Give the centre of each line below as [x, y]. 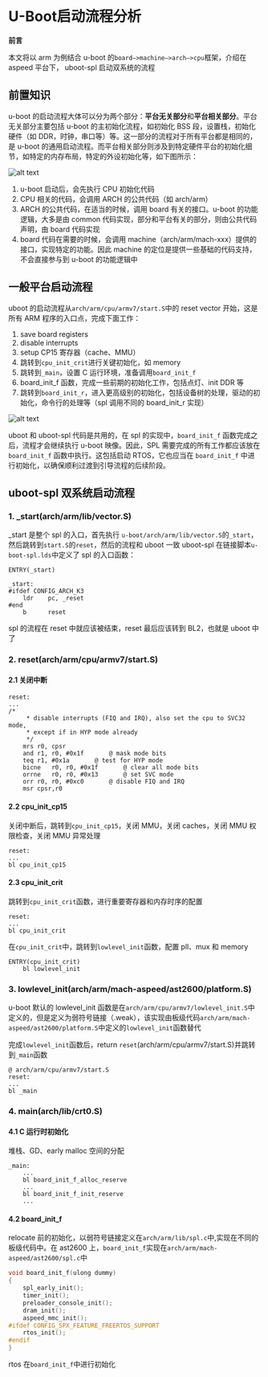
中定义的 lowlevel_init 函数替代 [150, 1028]
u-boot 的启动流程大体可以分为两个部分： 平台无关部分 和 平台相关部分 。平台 [133, 116]
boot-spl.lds [30, 555]
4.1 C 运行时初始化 [39, 1131]
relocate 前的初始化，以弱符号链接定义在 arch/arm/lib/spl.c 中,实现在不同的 [134, 1238]
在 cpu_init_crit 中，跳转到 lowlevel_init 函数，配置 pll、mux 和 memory [128, 946]
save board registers [54, 334]
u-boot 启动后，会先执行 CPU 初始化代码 [87, 189]
